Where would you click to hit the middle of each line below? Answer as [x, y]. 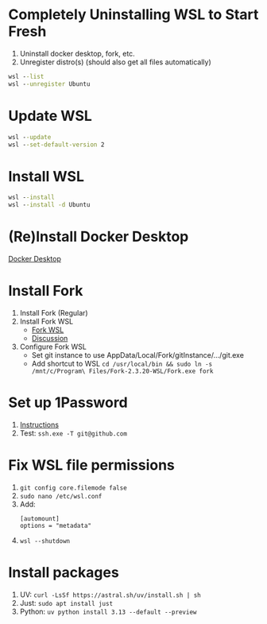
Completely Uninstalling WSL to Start [133, 15]
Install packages [64, 572]
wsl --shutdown [45, 541]
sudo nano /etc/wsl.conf [61, 496]
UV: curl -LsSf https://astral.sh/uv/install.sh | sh [110, 595]
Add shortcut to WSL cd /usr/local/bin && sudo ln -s [122, 363]
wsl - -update [30, 137]
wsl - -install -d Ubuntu [49, 205]
